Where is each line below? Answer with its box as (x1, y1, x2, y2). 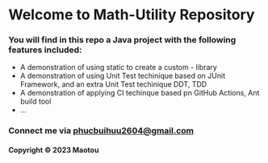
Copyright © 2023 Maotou (8, 145, 99, 154)
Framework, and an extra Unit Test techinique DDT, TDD (19, 79, 207, 89)
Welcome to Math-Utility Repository (8, 6, 255, 24)
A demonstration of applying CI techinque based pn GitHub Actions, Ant (19, 88, 260, 98)
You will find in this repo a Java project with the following (8, 35, 237, 46)
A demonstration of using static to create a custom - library (19, 63, 218, 72)
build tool (19, 96, 52, 106)
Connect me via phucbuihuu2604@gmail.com (8, 125, 195, 137)
